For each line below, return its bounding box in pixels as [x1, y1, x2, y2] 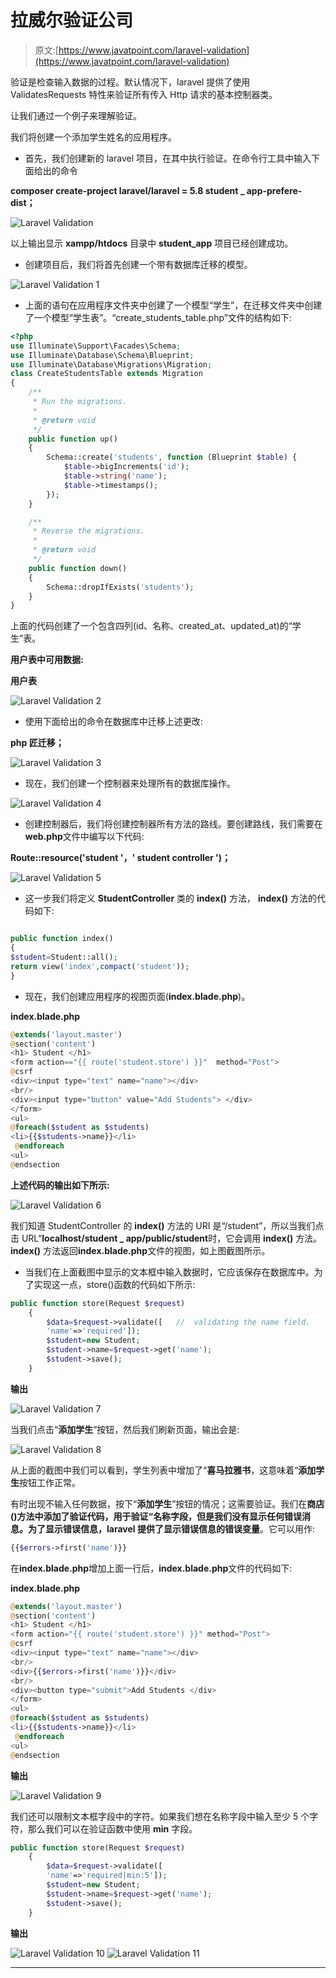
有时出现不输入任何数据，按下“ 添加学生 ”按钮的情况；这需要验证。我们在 [10, 1497, 308, 1510]
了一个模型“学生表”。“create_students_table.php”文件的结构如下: [24, 311, 292, 323]
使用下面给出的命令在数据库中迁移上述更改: [24, 716, 203, 728]
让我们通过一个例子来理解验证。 [10, 109, 142, 121]
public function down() [28, 563, 128, 573]
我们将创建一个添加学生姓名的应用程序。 [10, 131, 177, 143]
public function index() [10, 934, 114, 944]
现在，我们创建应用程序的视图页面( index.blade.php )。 [24, 990, 251, 1002]
